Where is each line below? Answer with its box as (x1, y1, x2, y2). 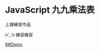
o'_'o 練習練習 (5, 32, 33, 37)
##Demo (5, 41, 23, 47)
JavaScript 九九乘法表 (5, 4, 95, 16)
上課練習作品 (5, 21, 31, 27)
